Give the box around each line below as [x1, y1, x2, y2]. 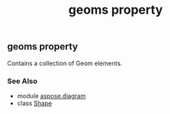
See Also [7, 76, 38, 86]
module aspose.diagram [17, 91, 86, 100]
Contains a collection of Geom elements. [7, 59, 123, 67]
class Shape [17, 99, 52, 107]
